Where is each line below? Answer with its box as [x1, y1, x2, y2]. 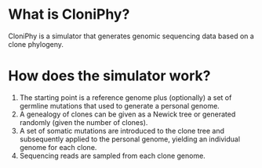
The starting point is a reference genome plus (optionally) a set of [19, 92, 232, 102]
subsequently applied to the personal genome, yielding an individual [19, 134, 241, 144]
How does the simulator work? [8, 67, 211, 85]
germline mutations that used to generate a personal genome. [19, 101, 220, 110]
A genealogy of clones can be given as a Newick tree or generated [19, 109, 236, 119]
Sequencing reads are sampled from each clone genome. [19, 151, 206, 160]
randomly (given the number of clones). [19, 117, 148, 127]
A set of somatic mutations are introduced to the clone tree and [19, 126, 225, 135]
